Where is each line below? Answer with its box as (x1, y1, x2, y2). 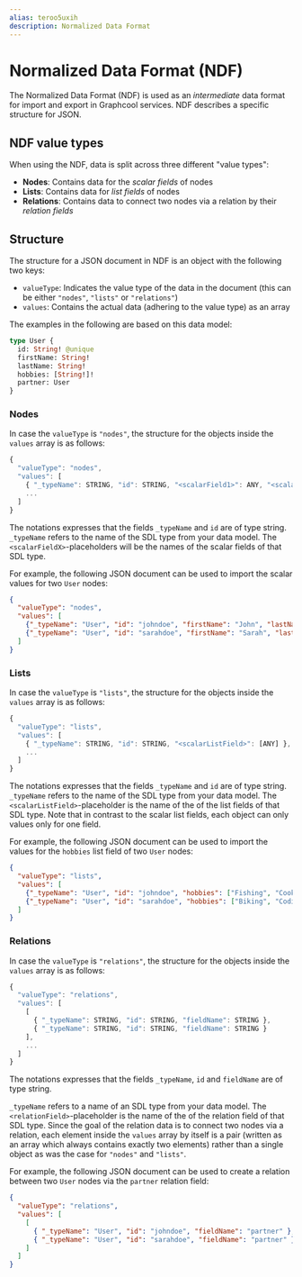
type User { (9, 337, 54, 346)
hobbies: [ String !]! (17, 370, 94, 379)
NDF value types (9, 135, 104, 150)
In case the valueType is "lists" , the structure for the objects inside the (9, 687, 274, 698)
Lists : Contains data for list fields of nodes (22, 186, 180, 197)
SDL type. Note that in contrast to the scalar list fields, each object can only (9, 810, 289, 820)
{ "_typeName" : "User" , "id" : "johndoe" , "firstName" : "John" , (25, 620, 263, 629)
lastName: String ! (17, 361, 87, 370)
